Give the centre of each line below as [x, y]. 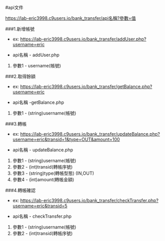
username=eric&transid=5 [40, 206]
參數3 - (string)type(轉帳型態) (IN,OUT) [53, 173]
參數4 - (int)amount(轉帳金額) [43, 179]
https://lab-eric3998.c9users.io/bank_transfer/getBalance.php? [86, 87]
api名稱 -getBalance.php [38, 102]
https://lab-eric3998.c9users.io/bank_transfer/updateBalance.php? [90, 134]
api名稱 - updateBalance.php [43, 150]
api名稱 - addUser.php [36, 55]
